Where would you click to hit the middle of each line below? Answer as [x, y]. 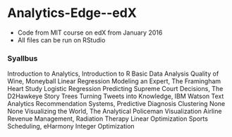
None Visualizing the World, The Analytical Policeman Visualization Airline [115, 112]
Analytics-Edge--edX [72, 13]
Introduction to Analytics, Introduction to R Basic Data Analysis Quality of [113, 74]
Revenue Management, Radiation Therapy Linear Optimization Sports [108, 119]
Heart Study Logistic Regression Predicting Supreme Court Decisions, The [115, 89]
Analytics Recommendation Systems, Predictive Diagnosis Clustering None [116, 104]
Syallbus [23, 58]
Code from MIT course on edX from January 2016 [90, 32]
